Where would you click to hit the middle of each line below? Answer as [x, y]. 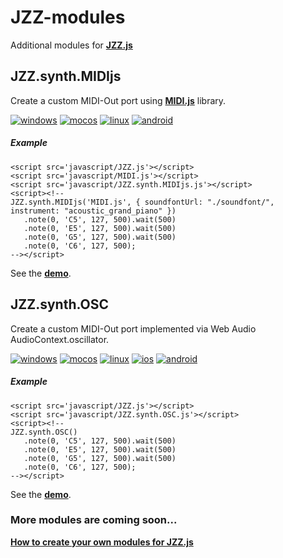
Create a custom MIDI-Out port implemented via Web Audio [133, 328]
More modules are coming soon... [94, 520]
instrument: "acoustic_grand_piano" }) [93, 211]
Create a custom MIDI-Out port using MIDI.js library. [118, 100]
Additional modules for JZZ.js [71, 45]
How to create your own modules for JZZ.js [102, 542]
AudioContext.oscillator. [60, 339]
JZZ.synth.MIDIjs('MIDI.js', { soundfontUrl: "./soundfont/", [142, 202]
